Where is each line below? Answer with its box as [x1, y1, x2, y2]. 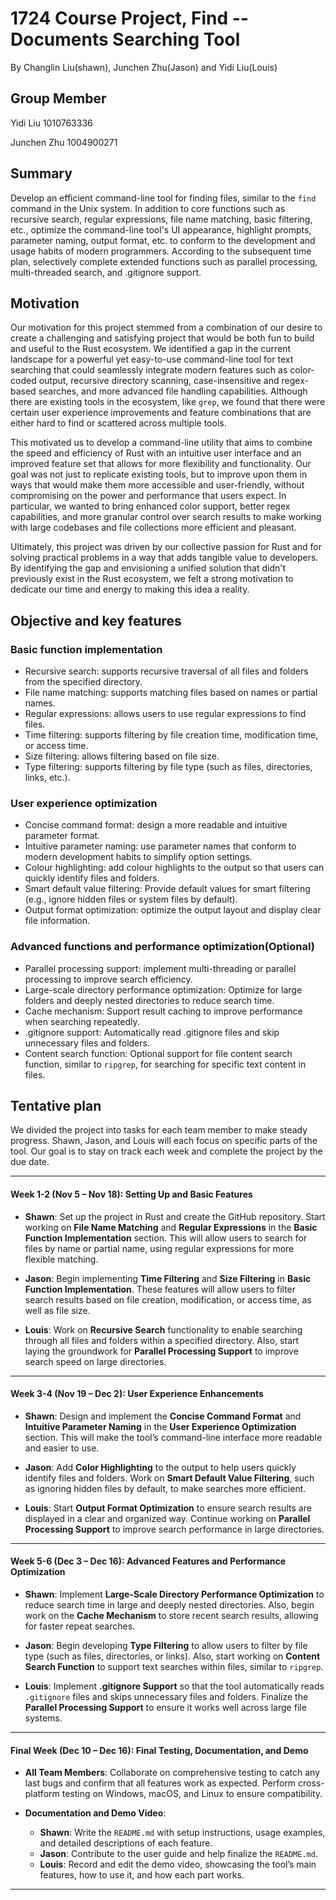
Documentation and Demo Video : [24, 1807, 167, 1819]
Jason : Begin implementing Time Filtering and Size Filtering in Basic [24, 1272, 312, 1284]
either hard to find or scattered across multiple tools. [10, 417, 227, 429]
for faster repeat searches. [24, 1620, 136, 1632]
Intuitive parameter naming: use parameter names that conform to [24, 840, 297, 852]
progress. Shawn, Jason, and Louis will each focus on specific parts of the [10, 1135, 318, 1147]
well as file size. [24, 1304, 91, 1316]
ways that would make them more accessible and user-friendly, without [10, 479, 305, 491]
